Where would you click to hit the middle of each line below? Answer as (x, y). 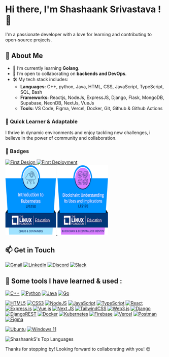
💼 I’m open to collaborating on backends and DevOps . (70, 73)
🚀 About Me (24, 56)
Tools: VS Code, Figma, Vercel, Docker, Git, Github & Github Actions (91, 108)
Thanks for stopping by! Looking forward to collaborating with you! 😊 (78, 349)
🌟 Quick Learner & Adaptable (41, 121)
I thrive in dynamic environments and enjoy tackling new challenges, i (78, 133)
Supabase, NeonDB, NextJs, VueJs (57, 103)
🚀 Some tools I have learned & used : (64, 281)
